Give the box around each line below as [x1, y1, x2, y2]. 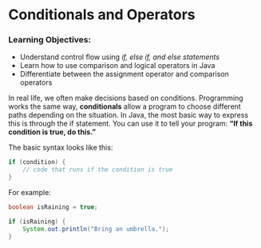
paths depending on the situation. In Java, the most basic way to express [8, 110, 249, 120]
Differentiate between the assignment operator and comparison [19, 70, 230, 79]
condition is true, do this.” [8, 127, 97, 137]
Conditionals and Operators [8, 6, 196, 24]
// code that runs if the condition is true [22, 166, 173, 174]
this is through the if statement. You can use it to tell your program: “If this [8, 118, 253, 129]
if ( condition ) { [8, 158, 66, 166]
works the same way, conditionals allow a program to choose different [8, 102, 241, 111]
